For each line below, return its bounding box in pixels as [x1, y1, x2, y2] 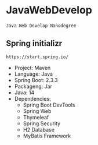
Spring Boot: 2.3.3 [14, 76, 58, 83]
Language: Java [14, 70, 53, 77]
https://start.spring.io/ [6, 54, 68, 60]
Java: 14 [14, 89, 35, 96]
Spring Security [23, 120, 61, 127]
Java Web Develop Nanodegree [6, 23, 77, 29]
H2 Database [23, 126, 55, 133]
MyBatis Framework [23, 132, 71, 139]
